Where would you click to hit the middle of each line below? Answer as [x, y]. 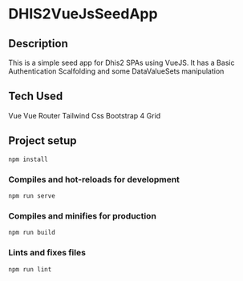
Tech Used [36, 96]
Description [38, 44]
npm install [28, 159]
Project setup [43, 141]
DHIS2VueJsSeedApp [83, 14]
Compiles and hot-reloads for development [94, 179]
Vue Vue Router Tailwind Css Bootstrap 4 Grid [85, 115]
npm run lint [30, 269]
